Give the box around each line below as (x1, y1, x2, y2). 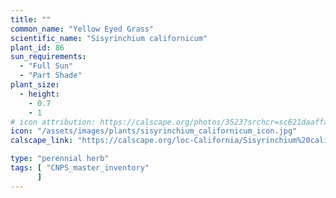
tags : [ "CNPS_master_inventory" (10, 163, 150, 173)
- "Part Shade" (19, 71, 83, 81)
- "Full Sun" (19, 61, 74, 71)
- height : (19, 89, 60, 99)
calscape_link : (10, 136, 74, 146)
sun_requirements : (10, 52, 87, 62)
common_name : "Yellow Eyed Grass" (10, 24, 155, 34)
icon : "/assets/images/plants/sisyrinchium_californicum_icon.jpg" (10, 126, 298, 136)
